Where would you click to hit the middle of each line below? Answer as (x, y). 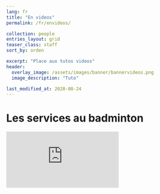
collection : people (31, 34)
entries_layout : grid (33, 40)
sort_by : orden (25, 51)
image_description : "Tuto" (45, 78)
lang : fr (17, 12)
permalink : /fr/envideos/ (38, 23)
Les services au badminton (75, 118)
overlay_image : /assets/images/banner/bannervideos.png (83, 72)
